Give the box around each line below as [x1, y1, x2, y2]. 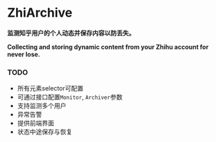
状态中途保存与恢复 [17, 127, 73, 136]
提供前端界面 [17, 119, 54, 127]
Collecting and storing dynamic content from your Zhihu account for [7, 42, 209, 51]
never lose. [7, 50, 40, 58]
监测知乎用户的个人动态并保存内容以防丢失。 [7, 29, 135, 37]
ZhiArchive [7, 5, 73, 21]
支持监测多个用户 [17, 102, 67, 110]
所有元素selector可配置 [17, 84, 84, 93]
